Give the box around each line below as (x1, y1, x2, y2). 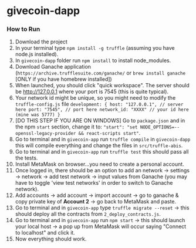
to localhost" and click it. (15, 229, 75, 236)
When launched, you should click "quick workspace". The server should (15, 82, 190, 89)
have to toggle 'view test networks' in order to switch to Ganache (15, 179, 173, 186)
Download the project (15, 38, 68, 45)
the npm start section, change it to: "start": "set (15, 123, 138, 130)
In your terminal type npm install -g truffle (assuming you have (15, 45, 175, 52)
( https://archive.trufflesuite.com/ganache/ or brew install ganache (15, 69, 186, 77)
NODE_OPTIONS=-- (140, 124, 180, 130)
